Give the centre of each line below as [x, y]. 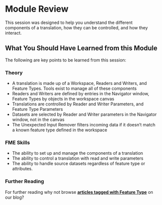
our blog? [15, 197]
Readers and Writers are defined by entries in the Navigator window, [81, 94]
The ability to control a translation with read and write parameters [78, 158]
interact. [13, 33]
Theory [14, 73]
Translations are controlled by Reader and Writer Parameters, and [78, 104]
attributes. [22, 169]
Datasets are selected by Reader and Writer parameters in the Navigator [84, 114]
